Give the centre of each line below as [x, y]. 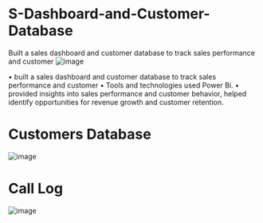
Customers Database [80, 134]
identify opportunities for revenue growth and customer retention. [116, 102]
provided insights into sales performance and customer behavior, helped [128, 93]
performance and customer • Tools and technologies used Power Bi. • [124, 85]
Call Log [36, 189]
